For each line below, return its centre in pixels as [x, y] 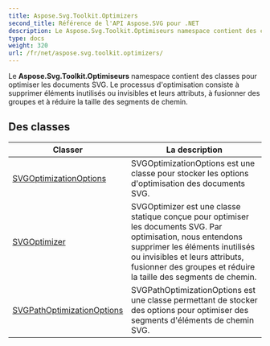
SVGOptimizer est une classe [186, 206]
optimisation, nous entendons [187, 237]
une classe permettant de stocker [195, 300]
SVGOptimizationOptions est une [193, 163]
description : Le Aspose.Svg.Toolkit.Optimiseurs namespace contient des [133, 31]
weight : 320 [28, 46]
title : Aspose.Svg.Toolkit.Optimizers [73, 16]
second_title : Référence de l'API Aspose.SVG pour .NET [104, 23]
